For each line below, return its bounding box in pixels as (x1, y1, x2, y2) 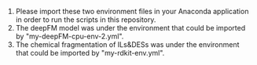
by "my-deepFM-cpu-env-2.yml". (15, 31, 124, 41)
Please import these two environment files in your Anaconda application (15, 7, 249, 16)
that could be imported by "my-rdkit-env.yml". (15, 49, 165, 57)
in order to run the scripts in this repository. (15, 15, 156, 24)
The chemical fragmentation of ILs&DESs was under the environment (15, 40, 240, 49)
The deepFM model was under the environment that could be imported (15, 23, 246, 32)
